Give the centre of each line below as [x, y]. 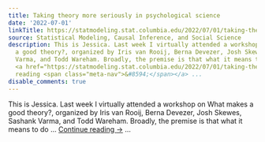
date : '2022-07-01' [40, 23]
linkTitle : [26, 30]
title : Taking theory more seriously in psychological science [114, 15]
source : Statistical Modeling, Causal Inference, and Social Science [125, 37]
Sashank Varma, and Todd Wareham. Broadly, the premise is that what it [125, 121]
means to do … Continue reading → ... [70, 129]
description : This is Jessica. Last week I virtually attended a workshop [134, 45]
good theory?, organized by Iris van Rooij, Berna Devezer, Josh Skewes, [125, 112]
